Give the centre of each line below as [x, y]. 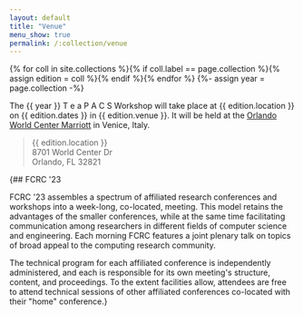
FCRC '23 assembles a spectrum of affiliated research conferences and [143, 197]
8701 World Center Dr [72, 153]
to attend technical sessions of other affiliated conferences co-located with [150, 292]
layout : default [40, 18]
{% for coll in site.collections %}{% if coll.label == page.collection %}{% [145, 69]
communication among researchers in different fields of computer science [148, 226]
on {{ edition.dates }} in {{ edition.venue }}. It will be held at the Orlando [143, 115]
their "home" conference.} [59, 301]
